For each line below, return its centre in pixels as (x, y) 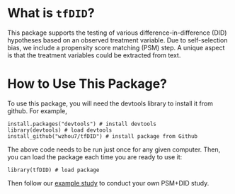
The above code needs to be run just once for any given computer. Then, (114, 149)
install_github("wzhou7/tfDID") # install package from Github (103, 136)
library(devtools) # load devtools (60, 130)
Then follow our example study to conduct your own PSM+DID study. (108, 183)
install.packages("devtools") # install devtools (82, 124)
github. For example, (37, 110)
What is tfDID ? (51, 13)
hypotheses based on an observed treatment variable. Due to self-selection (117, 40)
